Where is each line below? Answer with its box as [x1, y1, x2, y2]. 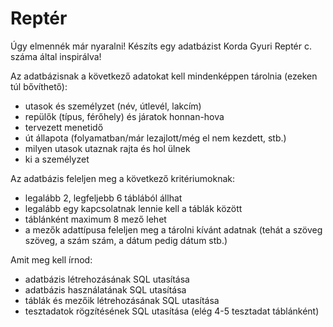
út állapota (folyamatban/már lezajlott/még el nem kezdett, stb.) [24, 132, 287, 144]
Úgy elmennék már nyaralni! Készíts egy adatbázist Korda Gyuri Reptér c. [10, 40, 313, 52]
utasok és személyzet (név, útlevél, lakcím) [24, 100, 202, 112]
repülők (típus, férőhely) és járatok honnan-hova [24, 110, 225, 122]
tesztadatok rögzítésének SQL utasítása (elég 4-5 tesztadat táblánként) [24, 305, 320, 317]
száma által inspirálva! [10, 50, 102, 62]
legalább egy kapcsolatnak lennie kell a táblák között [24, 202, 243, 214]
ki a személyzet [24, 153, 90, 165]
